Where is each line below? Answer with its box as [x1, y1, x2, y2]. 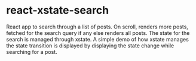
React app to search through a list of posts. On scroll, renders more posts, [6, 23, 188, 30]
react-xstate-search [6, 4, 109, 17]
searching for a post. [6, 48, 58, 55]
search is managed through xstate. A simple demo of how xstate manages [6, 36, 189, 43]
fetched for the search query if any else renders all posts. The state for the [6, 29, 190, 36]
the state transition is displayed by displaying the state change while [6, 42, 174, 49]
